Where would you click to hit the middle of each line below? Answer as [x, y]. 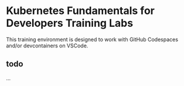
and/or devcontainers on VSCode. [47, 46]
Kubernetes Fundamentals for [81, 11]
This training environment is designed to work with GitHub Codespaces [92, 39]
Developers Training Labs [70, 23]
